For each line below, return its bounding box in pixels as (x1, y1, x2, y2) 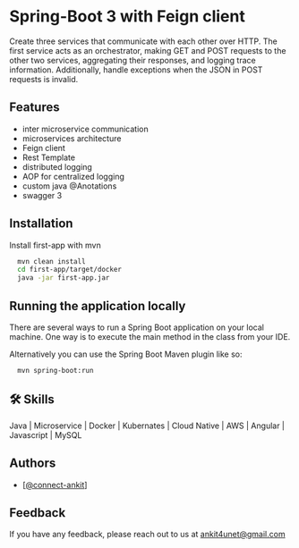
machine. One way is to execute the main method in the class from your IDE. (9, 332, 291, 341)
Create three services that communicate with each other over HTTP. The (9, 36, 278, 46)
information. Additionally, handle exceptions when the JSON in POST (9, 64, 263, 75)
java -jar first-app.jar (17, 274, 110, 282)
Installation (9, 216, 73, 232)
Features (9, 100, 60, 115)
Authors (9, 456, 56, 471)
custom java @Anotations (21, 181, 117, 191)
